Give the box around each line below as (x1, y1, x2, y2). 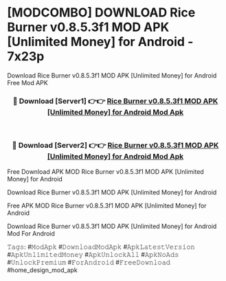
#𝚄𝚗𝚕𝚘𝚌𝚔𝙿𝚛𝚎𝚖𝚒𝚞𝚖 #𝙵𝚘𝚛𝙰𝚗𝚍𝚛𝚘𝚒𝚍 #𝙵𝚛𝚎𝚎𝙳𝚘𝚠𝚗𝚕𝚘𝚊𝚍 (7, 258, 170, 266)
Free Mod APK (7, 78, 48, 87)
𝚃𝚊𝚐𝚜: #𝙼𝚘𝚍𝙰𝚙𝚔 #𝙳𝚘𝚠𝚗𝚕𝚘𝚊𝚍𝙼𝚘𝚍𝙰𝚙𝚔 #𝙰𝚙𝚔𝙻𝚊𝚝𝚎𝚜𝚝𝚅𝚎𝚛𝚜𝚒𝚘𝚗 (7, 243, 196, 251)
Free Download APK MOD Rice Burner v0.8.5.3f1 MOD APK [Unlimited (7, 167, 204, 176)
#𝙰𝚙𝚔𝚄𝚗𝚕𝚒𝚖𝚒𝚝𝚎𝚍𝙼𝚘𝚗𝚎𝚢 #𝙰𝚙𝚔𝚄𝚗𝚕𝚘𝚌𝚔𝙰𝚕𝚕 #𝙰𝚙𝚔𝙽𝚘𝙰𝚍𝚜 (7, 250, 179, 258)
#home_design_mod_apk (7, 266, 78, 274)
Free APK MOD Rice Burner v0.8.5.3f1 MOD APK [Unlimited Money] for (7, 201, 207, 210)
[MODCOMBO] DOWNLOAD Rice (7, 5, 196, 21)
